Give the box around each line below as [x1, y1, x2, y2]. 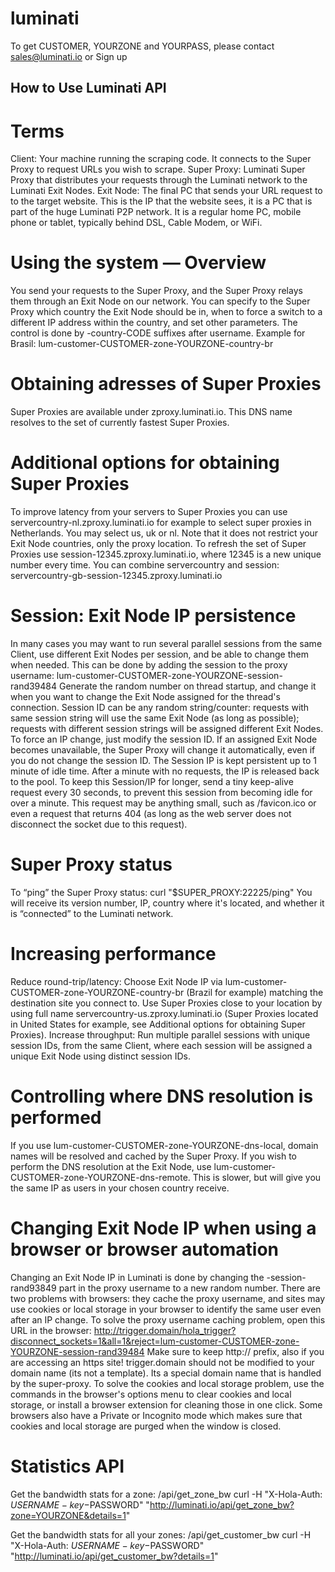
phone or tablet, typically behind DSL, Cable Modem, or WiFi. [10, 217, 263, 229]
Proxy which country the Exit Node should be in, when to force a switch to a [10, 306, 323, 318]
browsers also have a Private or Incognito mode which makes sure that [10, 1409, 303, 1421]
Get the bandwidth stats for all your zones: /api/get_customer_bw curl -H [10, 1528, 312, 1541]
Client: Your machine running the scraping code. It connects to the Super [10, 153, 312, 165]
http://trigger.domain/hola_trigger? [93, 1324, 237, 1336]
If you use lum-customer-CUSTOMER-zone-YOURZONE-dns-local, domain [10, 1139, 319, 1151]
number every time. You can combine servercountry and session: [10, 559, 280, 571]
